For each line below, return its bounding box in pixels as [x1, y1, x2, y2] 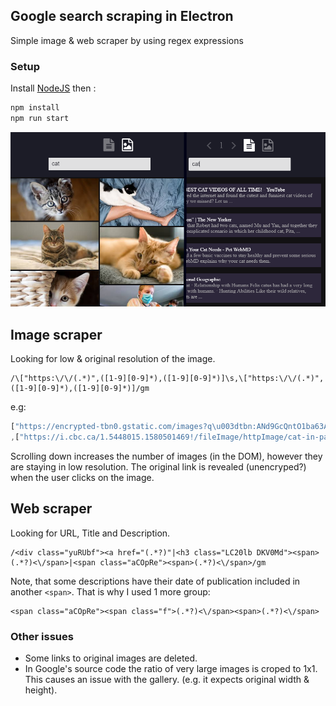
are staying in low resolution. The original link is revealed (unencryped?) [10, 460, 307, 473]
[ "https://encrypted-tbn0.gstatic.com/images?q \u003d [10, 422, 240, 432]
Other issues [10, 629, 74, 643]
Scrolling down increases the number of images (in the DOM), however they [10, 450, 323, 462]
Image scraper [10, 326, 103, 343]
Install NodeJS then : [10, 82, 97, 94]
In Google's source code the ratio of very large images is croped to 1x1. [24, 663, 318, 675]
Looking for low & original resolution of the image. [10, 353, 216, 365]
